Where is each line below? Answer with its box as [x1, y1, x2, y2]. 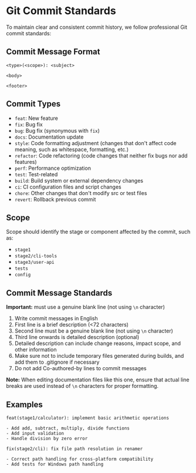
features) [14, 158, 37, 165]
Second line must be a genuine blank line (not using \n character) [14, 327, 173, 334]
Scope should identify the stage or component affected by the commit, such [6, 228, 191, 236]
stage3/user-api [14, 260, 55, 266]
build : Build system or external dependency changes [14, 177, 144, 184]
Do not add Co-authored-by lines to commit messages [14, 365, 147, 372]
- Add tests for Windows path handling [6, 461, 104, 467]
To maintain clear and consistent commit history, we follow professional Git [6, 24, 188, 31]
